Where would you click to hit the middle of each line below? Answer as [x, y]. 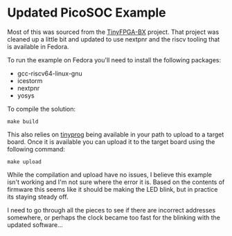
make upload [24, 162]
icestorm [30, 80]
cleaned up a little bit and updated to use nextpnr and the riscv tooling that [114, 39]
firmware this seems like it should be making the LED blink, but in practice [113, 189]
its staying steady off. [38, 197]
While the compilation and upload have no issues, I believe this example [110, 174]
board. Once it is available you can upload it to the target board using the [111, 142]
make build [23, 121]
